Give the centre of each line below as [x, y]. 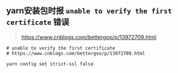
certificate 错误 [38, 22]
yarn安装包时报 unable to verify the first [89, 11]
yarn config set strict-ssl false [50, 64]
